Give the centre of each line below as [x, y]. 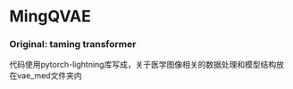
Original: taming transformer [73, 44]
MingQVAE [50, 16]
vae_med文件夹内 [49, 76]
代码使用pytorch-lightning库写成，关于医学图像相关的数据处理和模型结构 [143, 65]
